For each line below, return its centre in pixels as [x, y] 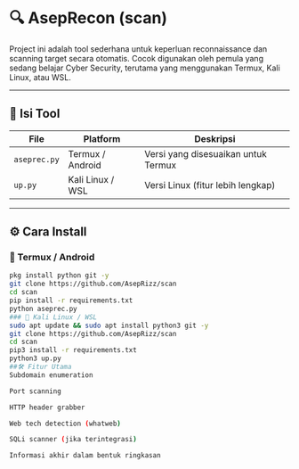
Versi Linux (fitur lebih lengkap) [210, 185]
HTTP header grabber [48, 407]
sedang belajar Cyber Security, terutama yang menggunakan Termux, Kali [145, 68]
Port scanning [36, 391]
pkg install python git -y [59, 276]
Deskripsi [215, 138]
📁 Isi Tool [35, 114]
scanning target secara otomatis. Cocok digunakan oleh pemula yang [137, 58]
